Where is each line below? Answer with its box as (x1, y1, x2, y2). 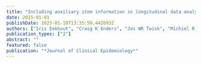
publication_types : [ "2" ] (6, 31, 71, 37)
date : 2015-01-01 (6, 14, 50, 20)
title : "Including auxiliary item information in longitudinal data (6, 8, 182, 15)
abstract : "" (6, 37, 39, 43)
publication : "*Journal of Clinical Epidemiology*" (6, 48, 138, 54)
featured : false (6, 43, 47, 49)
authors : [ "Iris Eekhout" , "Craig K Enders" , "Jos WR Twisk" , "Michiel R (6, 25, 195, 32)
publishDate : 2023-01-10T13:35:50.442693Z (6, 20, 114, 26)
